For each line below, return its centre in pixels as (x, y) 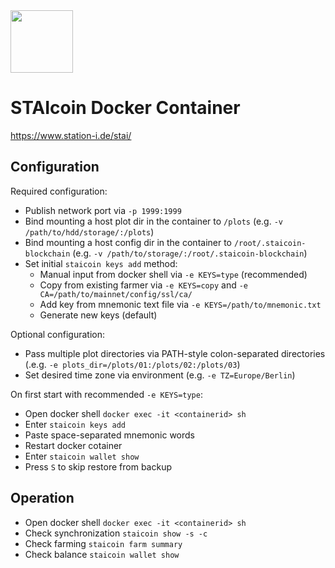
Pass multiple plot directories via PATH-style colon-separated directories (175, 353)
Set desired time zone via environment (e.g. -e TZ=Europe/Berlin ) (160, 375)
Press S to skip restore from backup (98, 466)
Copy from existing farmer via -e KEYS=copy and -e (144, 285)
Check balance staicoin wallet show (102, 554)
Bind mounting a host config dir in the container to (128, 242)
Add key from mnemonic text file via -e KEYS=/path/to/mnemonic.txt (180, 304)
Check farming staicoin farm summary (103, 543)
